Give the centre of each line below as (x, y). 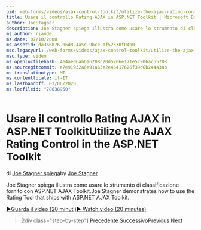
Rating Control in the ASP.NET (82, 144)
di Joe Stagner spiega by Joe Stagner (52, 173)
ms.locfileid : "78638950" (38, 89)
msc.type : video (26, 56)
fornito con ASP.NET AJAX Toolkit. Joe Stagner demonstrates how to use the (100, 191)
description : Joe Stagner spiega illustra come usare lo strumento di (96, 28)
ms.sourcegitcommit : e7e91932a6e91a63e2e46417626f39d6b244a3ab (87, 67)
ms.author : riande (29, 34)
